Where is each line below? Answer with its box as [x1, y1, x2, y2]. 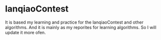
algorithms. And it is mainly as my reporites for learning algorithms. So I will [5, 24, 157, 30]
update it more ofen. [5, 29, 46, 35]
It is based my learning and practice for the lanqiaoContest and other [5, 19, 144, 25]
